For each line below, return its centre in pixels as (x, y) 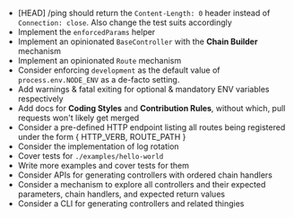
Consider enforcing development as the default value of (119, 70)
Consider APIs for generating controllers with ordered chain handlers (145, 175)
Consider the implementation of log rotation (98, 146)
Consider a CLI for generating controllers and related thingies (131, 204)
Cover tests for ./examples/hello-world (91, 156)
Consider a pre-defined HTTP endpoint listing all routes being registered (151, 127)
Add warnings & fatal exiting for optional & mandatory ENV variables (143, 89)
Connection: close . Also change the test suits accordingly (125, 22)
